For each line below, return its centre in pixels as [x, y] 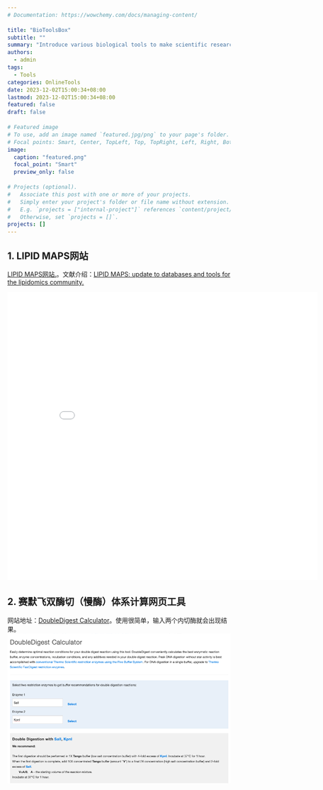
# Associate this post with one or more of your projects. [100, 194]
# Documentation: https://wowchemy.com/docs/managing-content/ [103, 15]
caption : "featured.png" [50, 157]
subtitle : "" [27, 38]
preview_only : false [44, 172]
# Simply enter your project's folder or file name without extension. [119, 202]
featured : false [31, 105]
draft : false [27, 112]
